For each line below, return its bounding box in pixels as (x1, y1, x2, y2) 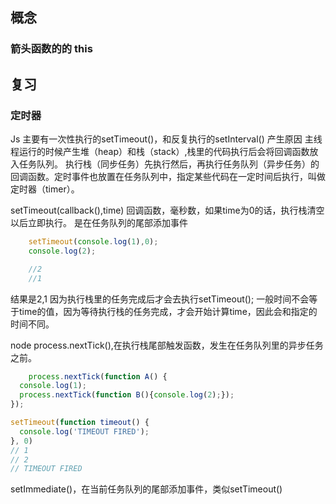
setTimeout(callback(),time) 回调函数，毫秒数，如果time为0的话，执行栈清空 (10, 204, 325, 216)
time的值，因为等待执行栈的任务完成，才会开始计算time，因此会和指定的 (18, 305, 318, 317)
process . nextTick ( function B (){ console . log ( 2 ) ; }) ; (19, 390, 235, 400)
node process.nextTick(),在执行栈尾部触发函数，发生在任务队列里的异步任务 (10, 339, 324, 351)
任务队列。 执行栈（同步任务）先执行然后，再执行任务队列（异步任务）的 (18, 158, 320, 170)
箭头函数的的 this (10, 42, 93, 56)
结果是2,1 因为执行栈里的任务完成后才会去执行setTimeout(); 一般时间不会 (10, 293, 310, 305)
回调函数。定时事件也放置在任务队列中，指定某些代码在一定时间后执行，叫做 (10, 171, 326, 182)
